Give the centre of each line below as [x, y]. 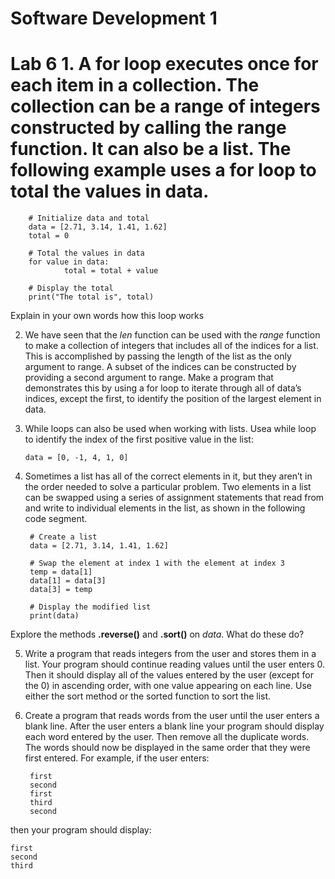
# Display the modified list [90, 607]
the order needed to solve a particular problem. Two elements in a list [168, 487]
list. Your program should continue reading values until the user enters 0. [175, 664]
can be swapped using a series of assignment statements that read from [174, 498]
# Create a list [63, 537]
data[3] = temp [61, 590]
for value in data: [69, 262]
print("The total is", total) [91, 297]
